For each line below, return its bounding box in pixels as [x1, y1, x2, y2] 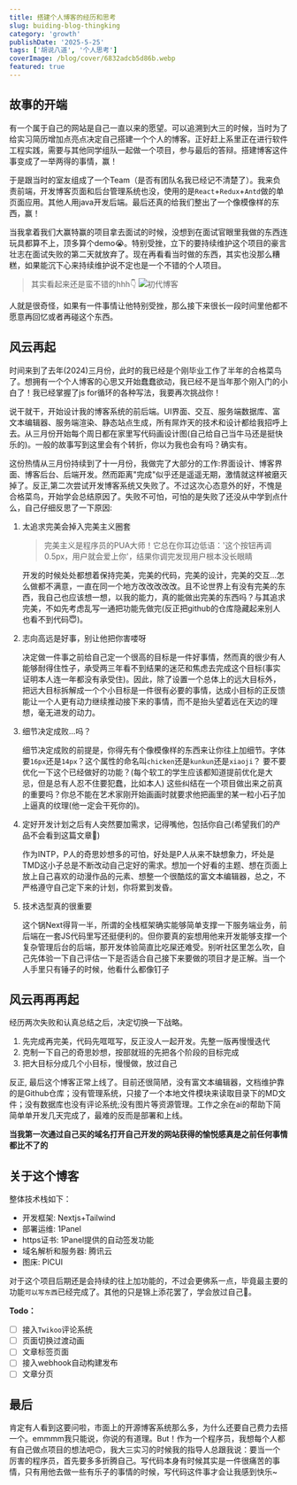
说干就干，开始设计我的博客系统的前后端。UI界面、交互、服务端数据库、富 [9, 406, 281, 416]
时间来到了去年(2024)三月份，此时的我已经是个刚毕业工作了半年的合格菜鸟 [9, 365, 282, 375]
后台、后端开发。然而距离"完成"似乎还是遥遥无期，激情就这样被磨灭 [39, 468, 288, 479]
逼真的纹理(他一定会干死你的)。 [29, 800, 145, 810]
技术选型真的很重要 [21, 901, 93, 911]
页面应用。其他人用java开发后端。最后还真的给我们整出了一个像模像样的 [9, 197, 272, 207]
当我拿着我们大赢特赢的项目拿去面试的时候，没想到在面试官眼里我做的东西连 [9, 227, 288, 237]
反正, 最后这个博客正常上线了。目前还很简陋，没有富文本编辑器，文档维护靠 [9, 1077, 285, 1087]
